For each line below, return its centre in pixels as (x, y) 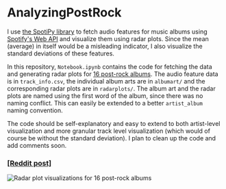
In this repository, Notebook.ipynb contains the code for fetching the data (110, 66)
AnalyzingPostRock (64, 13)
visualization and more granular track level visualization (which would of (109, 131)
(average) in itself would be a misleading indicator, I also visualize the (105, 46)
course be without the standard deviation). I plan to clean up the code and (112, 138)
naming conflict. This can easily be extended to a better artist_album (105, 103)
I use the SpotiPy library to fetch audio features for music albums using (107, 32)
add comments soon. (37, 145)
